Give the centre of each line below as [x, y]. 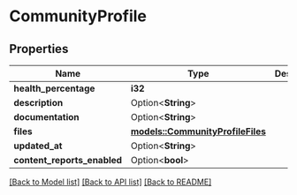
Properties [39, 49]
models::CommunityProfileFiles [198, 131]
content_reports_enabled [68, 160]
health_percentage [54, 88]
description [38, 103]
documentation [46, 117]
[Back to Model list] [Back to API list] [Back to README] [110, 182]
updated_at [38, 146]
